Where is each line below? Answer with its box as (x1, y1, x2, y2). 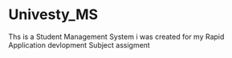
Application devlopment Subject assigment (8, 40, 150, 49)
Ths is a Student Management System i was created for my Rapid (8, 32, 225, 41)
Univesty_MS (8, 6, 99, 24)
